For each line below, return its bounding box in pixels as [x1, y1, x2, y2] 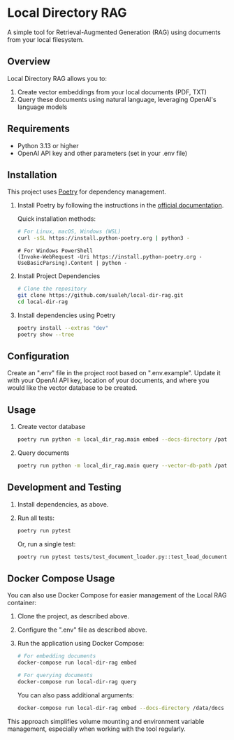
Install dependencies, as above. [17, 500, 109, 508]
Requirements [7, 123, 70, 135]
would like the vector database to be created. [7, 384, 138, 392]
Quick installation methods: [17, 215, 96, 223]
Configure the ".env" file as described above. [17, 625, 147, 634]
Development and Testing [7, 481, 122, 493]
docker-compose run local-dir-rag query [17, 678, 137, 685]
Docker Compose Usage [7, 572, 115, 584]
